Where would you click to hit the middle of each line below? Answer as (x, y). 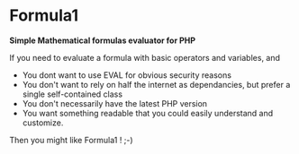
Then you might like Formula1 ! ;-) (71, 140)
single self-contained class (72, 94)
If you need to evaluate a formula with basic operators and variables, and (145, 57)
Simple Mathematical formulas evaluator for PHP (103, 40)
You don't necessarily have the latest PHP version (115, 103)
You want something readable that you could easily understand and (148, 113)
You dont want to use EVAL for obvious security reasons (127, 75)
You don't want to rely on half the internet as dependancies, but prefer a (156, 84)
